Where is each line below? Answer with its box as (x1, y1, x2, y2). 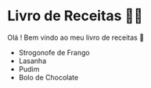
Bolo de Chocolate (18, 72, 79, 82)
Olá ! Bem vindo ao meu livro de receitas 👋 (7, 33, 145, 42)
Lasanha (18, 56, 47, 65)
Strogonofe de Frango (18, 48, 91, 57)
